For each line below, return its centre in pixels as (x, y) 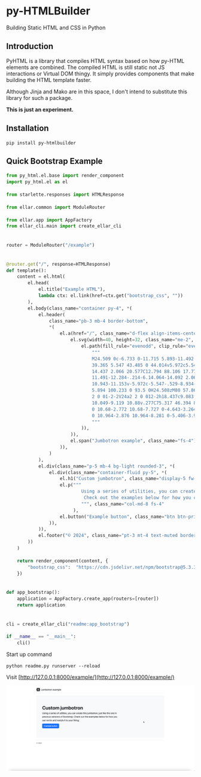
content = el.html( (41, 277)
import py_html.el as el (37, 182)
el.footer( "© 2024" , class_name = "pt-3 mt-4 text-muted (108, 536)
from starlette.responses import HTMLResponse (65, 195)
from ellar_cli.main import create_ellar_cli (64, 226)
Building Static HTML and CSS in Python (56, 28)
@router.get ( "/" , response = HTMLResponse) (59, 264)
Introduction (30, 46)
